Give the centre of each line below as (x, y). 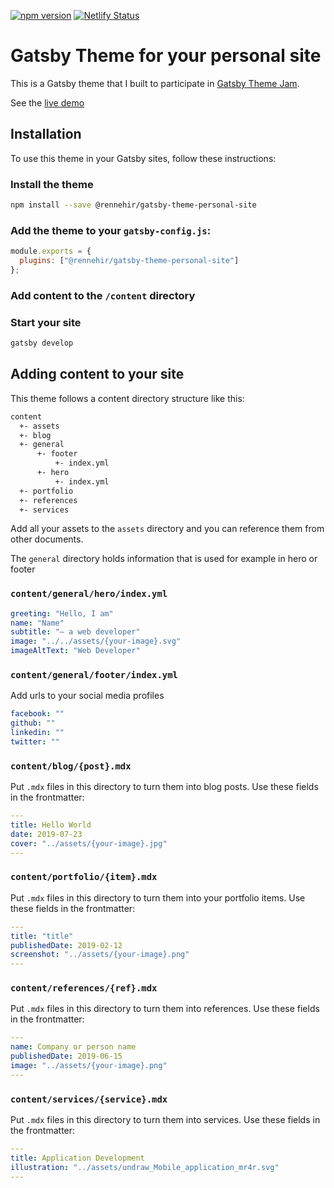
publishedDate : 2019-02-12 (66, 945)
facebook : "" (37, 714)
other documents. (47, 539)
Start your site (46, 322)
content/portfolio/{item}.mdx (84, 877)
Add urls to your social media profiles (87, 696)
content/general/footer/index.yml (94, 674)
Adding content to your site (97, 374)
